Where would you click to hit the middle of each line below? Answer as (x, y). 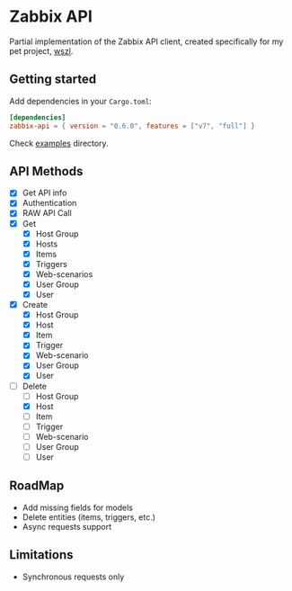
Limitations (41, 555)
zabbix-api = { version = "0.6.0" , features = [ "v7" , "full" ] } (132, 126)
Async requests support (67, 526)
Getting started (53, 80)
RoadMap (37, 486)
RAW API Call (47, 213)
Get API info (44, 193)
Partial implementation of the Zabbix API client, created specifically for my (146, 41)
